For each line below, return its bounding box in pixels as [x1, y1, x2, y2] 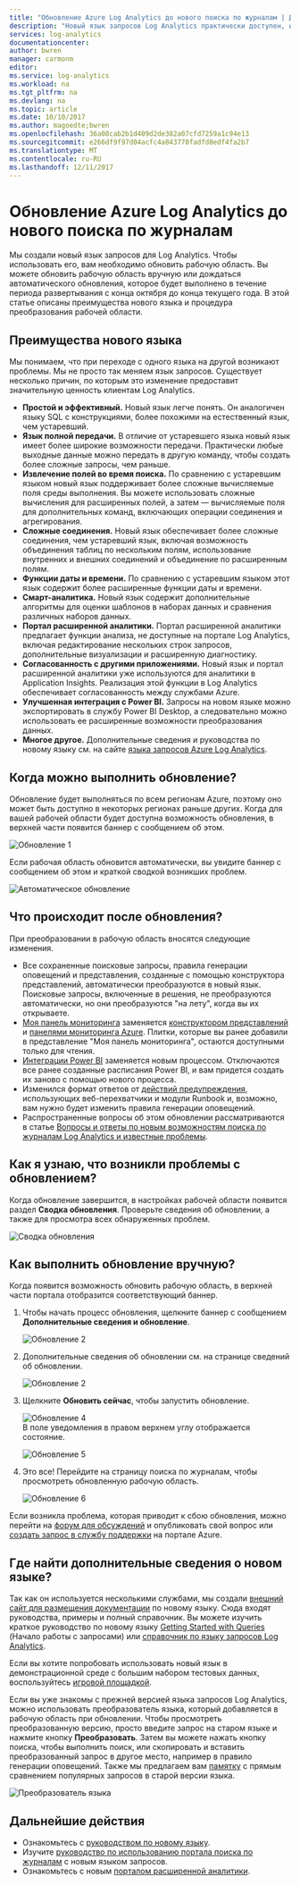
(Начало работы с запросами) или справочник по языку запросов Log [9, 1631, 279, 1642]
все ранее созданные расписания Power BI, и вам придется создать [21, 1065, 284, 1075]
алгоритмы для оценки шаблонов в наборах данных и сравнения [21, 602, 272, 612]
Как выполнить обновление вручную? [9, 1257, 236, 1272]
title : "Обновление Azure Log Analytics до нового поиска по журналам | [9, 13, 286, 22]
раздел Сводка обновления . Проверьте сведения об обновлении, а [9, 1204, 271, 1215]
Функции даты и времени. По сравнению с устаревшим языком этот [21, 573, 290, 584]
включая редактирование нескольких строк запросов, [21, 640, 232, 651]
